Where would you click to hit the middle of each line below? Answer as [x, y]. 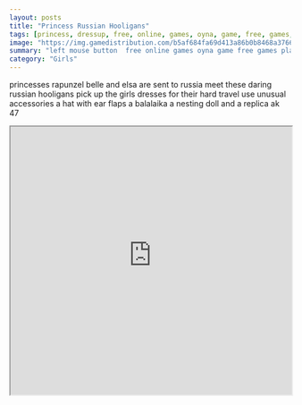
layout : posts [36, 17]
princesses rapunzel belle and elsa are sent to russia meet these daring [141, 84]
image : [21, 42]
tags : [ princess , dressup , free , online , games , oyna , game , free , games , [151, 34]
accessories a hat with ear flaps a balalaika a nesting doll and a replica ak [144, 103]
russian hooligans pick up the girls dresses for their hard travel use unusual [148, 94]
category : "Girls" [43, 59]
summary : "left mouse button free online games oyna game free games [143, 51]
